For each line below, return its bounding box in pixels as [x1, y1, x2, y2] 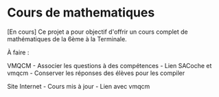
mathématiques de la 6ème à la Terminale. [7, 34, 127, 43]
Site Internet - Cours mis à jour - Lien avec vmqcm [7, 82, 150, 90]
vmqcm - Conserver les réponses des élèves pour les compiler [7, 69, 185, 77]
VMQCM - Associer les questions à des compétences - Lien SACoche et [7, 61, 212, 69]
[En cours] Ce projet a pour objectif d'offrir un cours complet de [7, 28, 188, 36]
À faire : [7, 48, 30, 56]
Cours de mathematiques [7, 5, 155, 21]
